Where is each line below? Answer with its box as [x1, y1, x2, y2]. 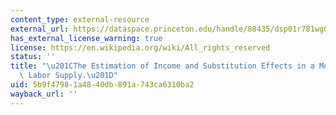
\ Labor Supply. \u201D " [19, 71, 118, 81]
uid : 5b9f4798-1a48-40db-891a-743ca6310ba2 [10, 80, 195, 90]
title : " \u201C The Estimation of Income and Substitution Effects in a [10, 61, 315, 71]
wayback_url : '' [10, 89, 78, 99]
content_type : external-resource [10, 14, 150, 25]
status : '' [10, 52, 56, 62]
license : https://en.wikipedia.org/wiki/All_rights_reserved [10, 42, 271, 53]
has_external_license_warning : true [10, 33, 163, 43]
